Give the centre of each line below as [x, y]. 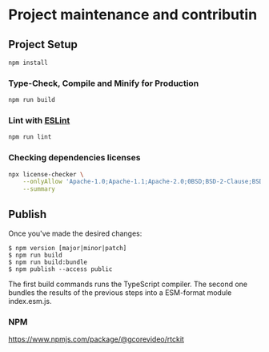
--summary [39, 189]
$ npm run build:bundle [48, 262]
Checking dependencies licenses [74, 158]
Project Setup [43, 45]
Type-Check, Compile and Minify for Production [104, 83]
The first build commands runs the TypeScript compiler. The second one [128, 284]
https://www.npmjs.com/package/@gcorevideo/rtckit [96, 339]
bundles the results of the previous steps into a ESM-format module [120, 292]
